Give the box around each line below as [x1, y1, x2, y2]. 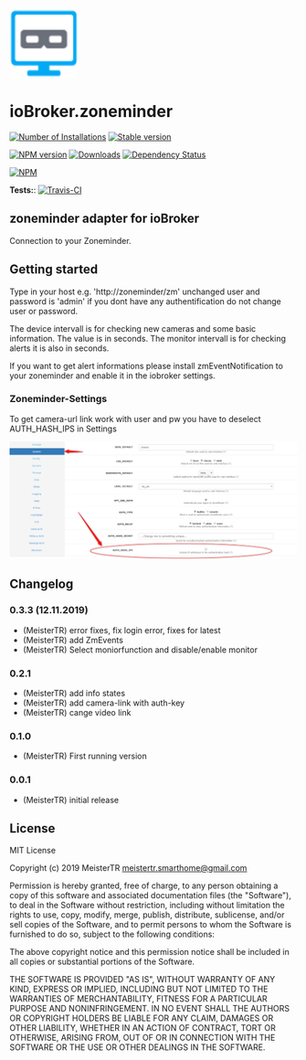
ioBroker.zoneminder [9, 101, 174, 122]
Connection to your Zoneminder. [9, 235, 132, 246]
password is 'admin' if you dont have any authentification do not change [9, 295, 281, 306]
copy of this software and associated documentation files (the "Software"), [9, 890, 292, 901]
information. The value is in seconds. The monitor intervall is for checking [9, 333, 286, 344]
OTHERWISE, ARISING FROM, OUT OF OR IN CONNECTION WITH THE [9, 1033, 276, 1044]
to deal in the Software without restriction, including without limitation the [9, 900, 285, 911]
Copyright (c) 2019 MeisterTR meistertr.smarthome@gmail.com [9, 863, 248, 874]
